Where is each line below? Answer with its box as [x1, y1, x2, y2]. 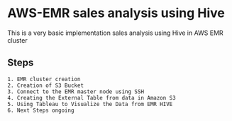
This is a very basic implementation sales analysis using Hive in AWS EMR [7, 28, 223, 37]
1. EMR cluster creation [7, 75, 81, 83]
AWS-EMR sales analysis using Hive [7, 5, 226, 21]
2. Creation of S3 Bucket [7, 82, 84, 89]
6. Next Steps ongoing [7, 107, 74, 114]
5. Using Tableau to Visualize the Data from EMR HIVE [7, 100, 173, 107]
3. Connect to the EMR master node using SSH [7, 88, 144, 95]
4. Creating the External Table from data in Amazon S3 [7, 94, 176, 101]
